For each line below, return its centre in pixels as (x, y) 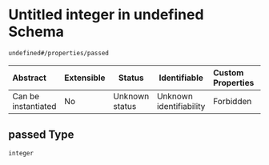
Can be (26, 96)
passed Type (41, 135)
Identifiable (181, 78)
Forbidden (233, 101)
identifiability (181, 106)
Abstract (29, 78)
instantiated (34, 106)
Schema (36, 32)
